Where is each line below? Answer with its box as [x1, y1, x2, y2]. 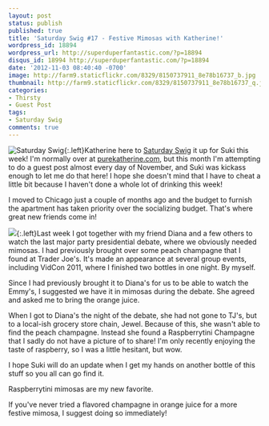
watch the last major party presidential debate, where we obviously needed [8, 237, 258, 247]
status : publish [8, 19, 62, 27]
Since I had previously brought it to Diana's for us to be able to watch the [8, 278, 249, 287]
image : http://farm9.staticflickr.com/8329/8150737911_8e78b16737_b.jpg [8, 71, 256, 79]
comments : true [8, 123, 59, 131]
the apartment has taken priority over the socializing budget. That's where [8, 203, 254, 213]
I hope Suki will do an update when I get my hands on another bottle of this [8, 360, 256, 369]
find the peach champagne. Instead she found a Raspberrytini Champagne [8, 328, 255, 337]
